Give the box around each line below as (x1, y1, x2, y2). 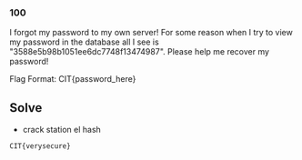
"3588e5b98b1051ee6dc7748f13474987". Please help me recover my (9, 46, 270, 57)
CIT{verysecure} (9, 142, 71, 151)
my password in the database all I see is (9, 36, 159, 47)
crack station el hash (22, 125, 102, 135)
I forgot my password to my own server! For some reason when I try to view (9, 27, 293, 38)
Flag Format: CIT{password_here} (9, 74, 136, 85)
